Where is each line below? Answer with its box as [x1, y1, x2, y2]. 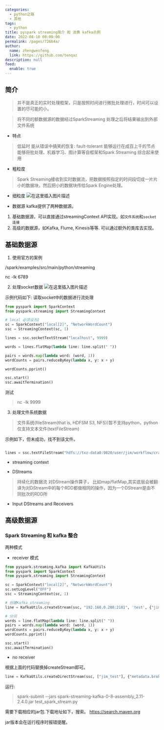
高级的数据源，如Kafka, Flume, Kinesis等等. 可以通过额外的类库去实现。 [12, 225, 157, 231]
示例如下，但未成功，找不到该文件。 [5, 437, 78, 442]
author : [5, 44, 21, 49]
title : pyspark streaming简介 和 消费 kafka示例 [5, 30, 101, 35]
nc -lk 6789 [5, 274, 28, 280]
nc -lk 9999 [17, 399, 41, 405]
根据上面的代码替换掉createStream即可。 [5, 664, 88, 670]
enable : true [9, 67, 36, 72]
